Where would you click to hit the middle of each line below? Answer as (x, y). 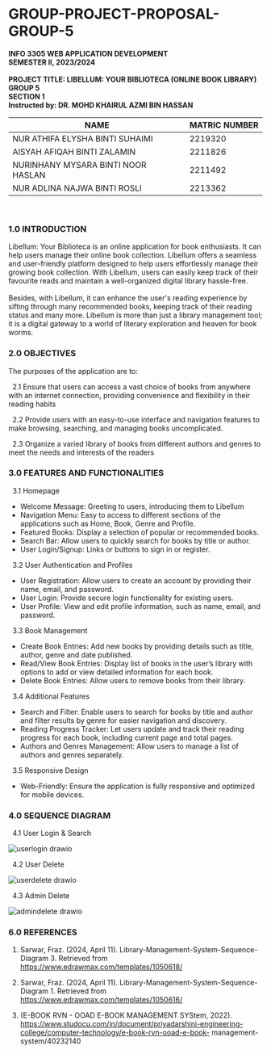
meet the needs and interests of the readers (81, 452)
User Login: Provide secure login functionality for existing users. (127, 598)
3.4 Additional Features (51, 696)
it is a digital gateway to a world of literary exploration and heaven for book (133, 324)
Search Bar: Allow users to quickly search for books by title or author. (135, 540)
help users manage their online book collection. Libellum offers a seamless (132, 255)
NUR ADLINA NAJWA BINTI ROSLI (77, 188)
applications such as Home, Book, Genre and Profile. (108, 523)
